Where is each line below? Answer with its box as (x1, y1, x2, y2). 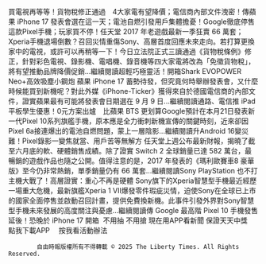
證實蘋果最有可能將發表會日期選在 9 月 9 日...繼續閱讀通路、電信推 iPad (21, 96, 256, 106)
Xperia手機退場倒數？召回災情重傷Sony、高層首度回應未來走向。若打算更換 (8, 37, 256, 46)
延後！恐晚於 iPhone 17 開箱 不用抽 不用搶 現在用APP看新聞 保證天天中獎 (8, 215, 249, 225)
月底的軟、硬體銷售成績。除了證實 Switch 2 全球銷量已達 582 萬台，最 (21, 146, 253, 155)
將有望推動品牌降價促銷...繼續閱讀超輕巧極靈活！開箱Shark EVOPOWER (8, 67, 242, 76)
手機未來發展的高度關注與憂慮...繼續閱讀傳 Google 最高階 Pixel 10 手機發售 (14, 206, 258, 215)
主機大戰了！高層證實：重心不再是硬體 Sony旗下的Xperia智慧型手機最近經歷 (8, 176, 257, 185)
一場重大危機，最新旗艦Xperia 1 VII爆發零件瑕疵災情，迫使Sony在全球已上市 (8, 186, 256, 195)
